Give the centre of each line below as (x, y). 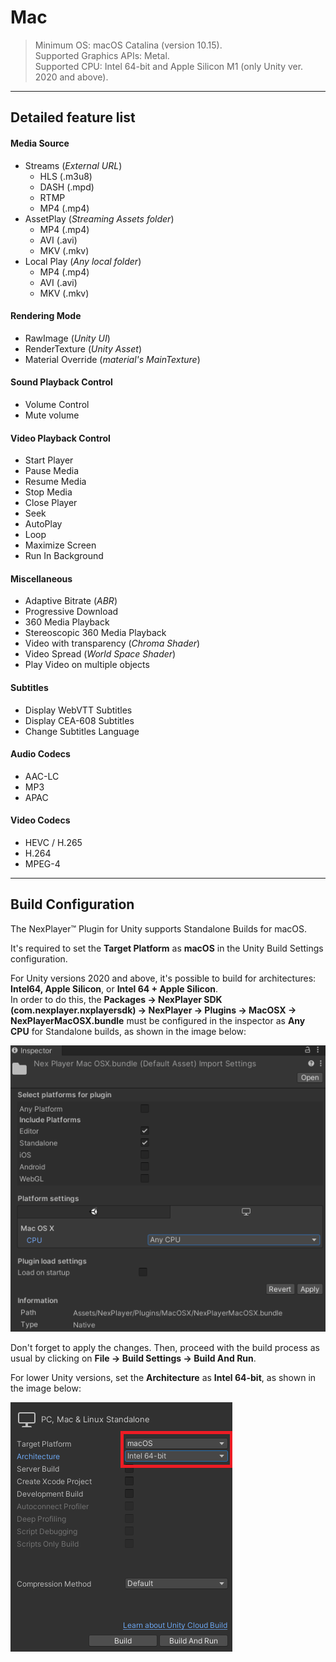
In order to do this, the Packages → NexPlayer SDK (116, 999)
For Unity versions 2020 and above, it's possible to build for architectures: (163, 978)
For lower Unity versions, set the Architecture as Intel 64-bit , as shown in (163, 1377)
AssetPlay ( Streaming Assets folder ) (99, 218)
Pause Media (51, 471)
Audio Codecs (40, 754)
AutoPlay (43, 524)
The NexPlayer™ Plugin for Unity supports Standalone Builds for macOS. (159, 928)
